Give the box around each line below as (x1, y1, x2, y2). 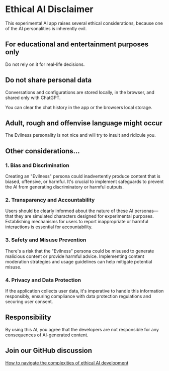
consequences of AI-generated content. (5, 332, 89, 338)
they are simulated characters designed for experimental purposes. (14, 213, 154, 219)
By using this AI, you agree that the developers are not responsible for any (5, 326, 159, 332)
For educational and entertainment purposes (5, 40, 149, 49)
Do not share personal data (5, 76, 92, 84)
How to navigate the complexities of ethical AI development (5, 359, 129, 365)
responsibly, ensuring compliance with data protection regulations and (5, 293, 151, 299)
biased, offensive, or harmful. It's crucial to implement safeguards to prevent (5, 178, 164, 184)
